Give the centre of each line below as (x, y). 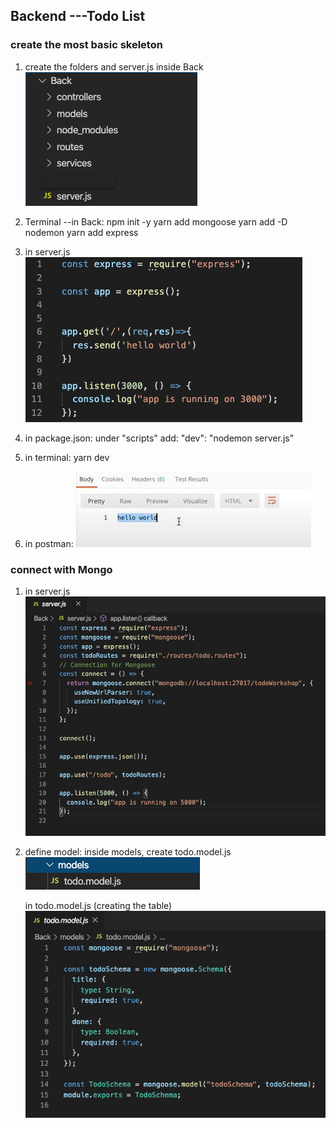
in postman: (49, 543)
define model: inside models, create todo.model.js (128, 852)
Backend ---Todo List (78, 16)
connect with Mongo (61, 569)
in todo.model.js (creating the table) (98, 906)
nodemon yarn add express (81, 232)
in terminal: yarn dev (67, 457)
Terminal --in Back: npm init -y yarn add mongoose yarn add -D (156, 221)
